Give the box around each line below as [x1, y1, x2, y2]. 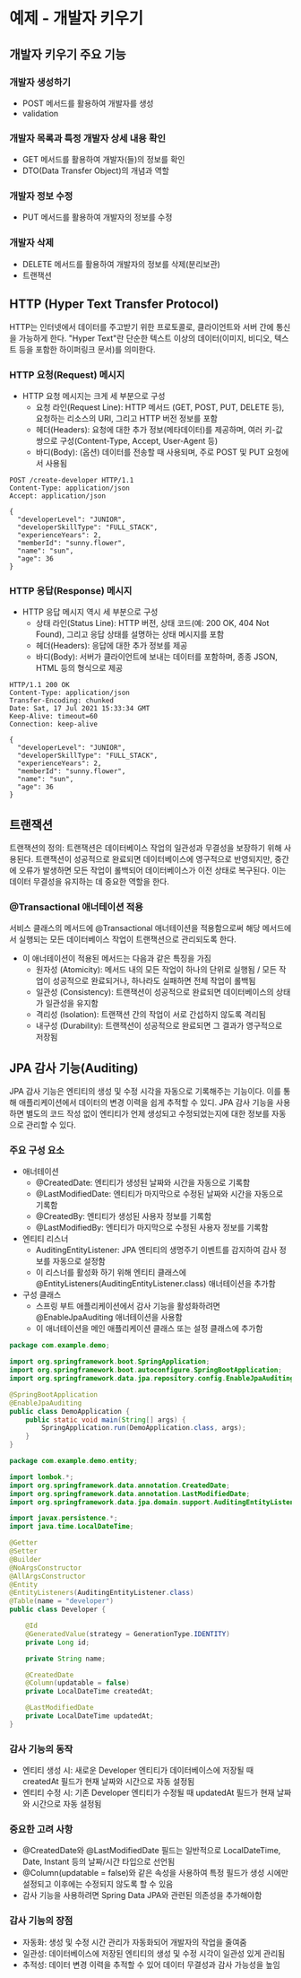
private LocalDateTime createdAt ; [25, 1687, 154, 1696]
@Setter [9, 1547, 39, 1556]
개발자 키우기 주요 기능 [9, 47, 127, 62]
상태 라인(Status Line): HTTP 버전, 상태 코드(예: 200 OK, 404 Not [35, 618, 270, 629]
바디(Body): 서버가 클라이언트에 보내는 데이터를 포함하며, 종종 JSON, [35, 651, 278, 662]
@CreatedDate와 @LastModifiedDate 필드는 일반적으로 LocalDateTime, [21, 1845, 281, 1856]
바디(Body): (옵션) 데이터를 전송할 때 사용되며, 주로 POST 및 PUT [35, 446, 266, 457]
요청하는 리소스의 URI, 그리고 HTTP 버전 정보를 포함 [35, 413, 218, 423]
